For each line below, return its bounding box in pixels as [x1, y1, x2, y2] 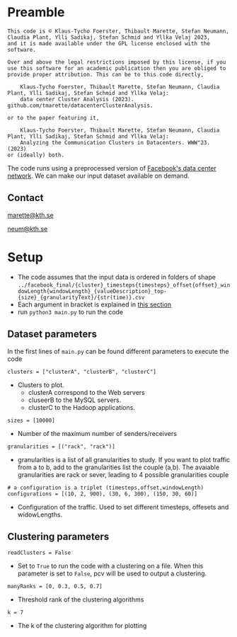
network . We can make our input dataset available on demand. [7, 171, 190, 180]
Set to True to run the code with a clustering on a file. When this [17, 562, 204, 570]
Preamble [7, 4, 65, 21]
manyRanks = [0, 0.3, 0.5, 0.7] [7, 583, 103, 590]
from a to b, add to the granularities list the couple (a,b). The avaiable [17, 463, 220, 471]
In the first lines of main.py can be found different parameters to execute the [7, 347, 229, 355]
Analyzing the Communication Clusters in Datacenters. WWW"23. [20, 139, 211, 146]
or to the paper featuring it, [7, 114, 100, 121]
